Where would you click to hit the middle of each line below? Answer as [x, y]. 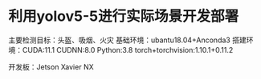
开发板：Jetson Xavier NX [51, 67]
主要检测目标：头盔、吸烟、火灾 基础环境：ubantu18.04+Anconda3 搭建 [127, 40]
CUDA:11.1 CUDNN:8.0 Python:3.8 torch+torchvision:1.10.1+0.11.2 [128, 49]
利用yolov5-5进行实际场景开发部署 [124, 16]
